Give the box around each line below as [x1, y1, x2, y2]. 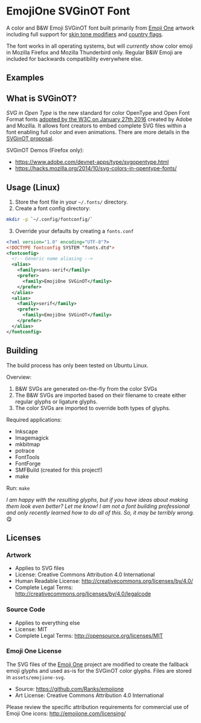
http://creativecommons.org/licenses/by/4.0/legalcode [14, 590, 152, 597]
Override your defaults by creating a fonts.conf [14, 227, 134, 234]
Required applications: [6, 416, 62, 423]
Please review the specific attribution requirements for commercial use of [6, 703, 189, 710]
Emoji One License [6, 647, 62, 655]
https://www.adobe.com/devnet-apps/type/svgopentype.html [14, 158, 169, 165]
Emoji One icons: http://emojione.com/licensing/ [6, 710, 126, 717]
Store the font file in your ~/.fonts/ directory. [14, 198, 128, 205]
